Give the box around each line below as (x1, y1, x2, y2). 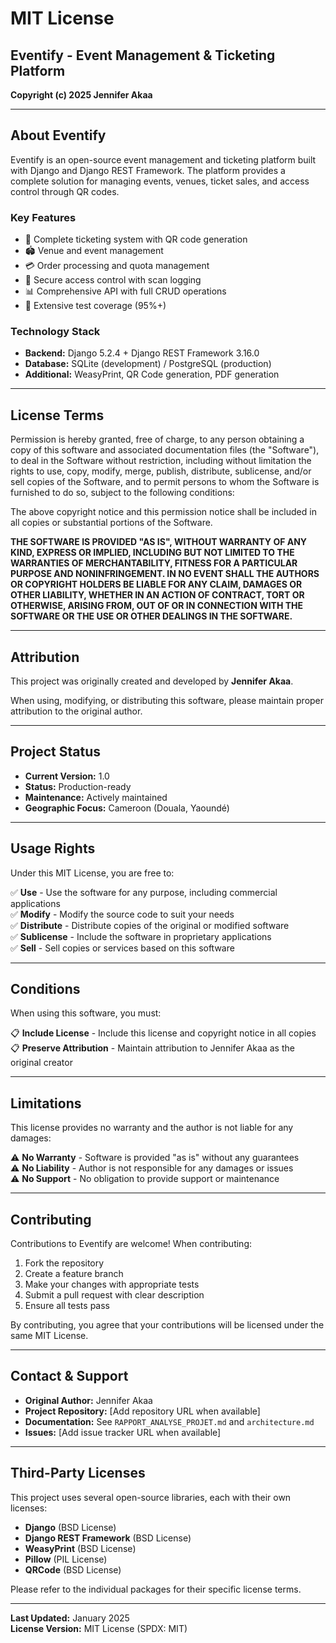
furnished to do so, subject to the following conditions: (10, 487, 235, 499)
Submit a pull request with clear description (24, 1289, 205, 1301)
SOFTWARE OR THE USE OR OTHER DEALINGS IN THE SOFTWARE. (10, 610, 293, 622)
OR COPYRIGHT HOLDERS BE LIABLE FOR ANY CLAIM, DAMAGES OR (10, 578, 303, 591)
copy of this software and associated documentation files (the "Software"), (10, 444, 320, 456)
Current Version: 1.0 (24, 770, 110, 782)
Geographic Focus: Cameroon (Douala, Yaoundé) (24, 802, 230, 814)
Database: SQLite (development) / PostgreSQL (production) (24, 358, 272, 370)
